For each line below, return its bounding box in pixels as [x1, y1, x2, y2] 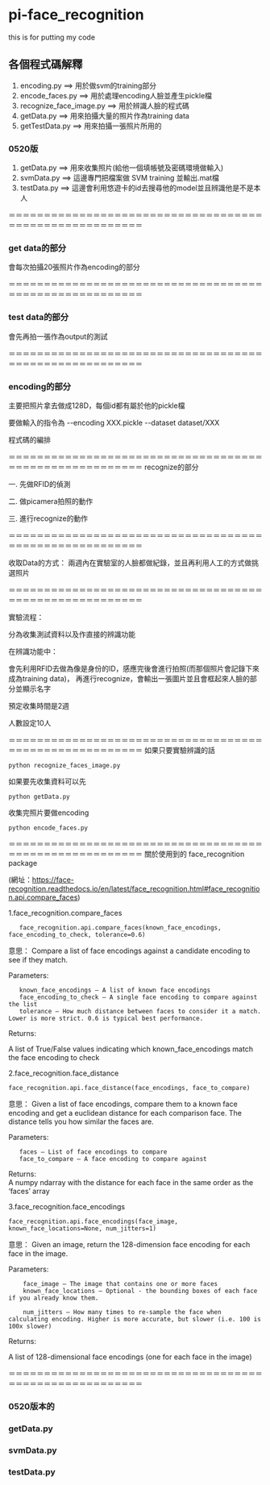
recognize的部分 [143, 462, 199, 472]
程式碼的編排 [8, 435, 51, 444]
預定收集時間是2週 [8, 701, 70, 710]
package [8, 858, 38, 867]
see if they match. [8, 955, 69, 964]
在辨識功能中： [8, 647, 58, 656]
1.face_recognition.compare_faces [8, 908, 123, 917]
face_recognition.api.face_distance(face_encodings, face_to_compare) [8, 1084, 251, 1092]
